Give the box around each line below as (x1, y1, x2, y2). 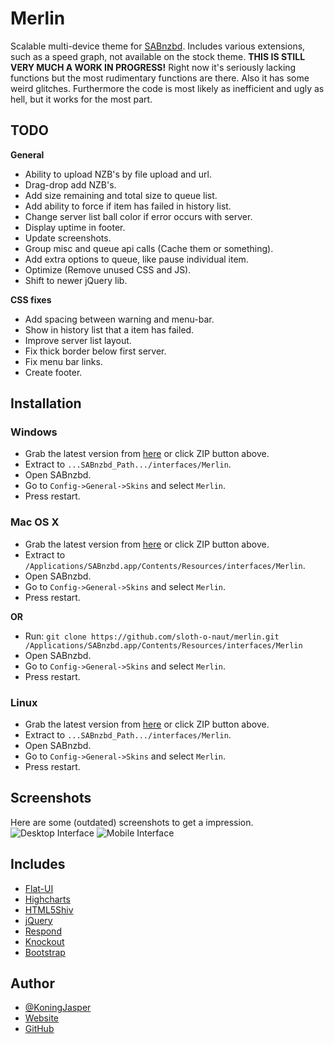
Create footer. (24, 366, 83, 378)
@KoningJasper (24, 1002, 92, 1014)
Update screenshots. (24, 232, 112, 244)
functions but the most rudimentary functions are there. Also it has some (10, 72, 310, 84)
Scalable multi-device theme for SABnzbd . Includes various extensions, (10, 40, 306, 52)
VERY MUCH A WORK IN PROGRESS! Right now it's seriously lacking (10, 61, 297, 73)
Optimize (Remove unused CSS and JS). (24, 263, 192, 276)
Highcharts (24, 893, 71, 905)
